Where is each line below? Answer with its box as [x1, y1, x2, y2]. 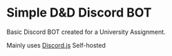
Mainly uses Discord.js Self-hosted [6, 41, 106, 49]
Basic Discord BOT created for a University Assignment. [6, 28, 166, 36]
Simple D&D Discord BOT [6, 5, 152, 21]
